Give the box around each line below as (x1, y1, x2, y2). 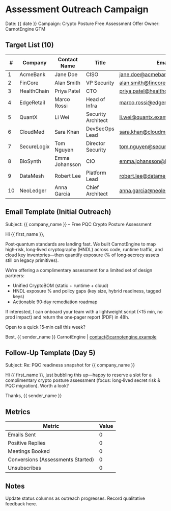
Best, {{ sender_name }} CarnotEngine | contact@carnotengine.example (5, 333, 157, 340)
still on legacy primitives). (5, 257, 59, 263)
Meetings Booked (8, 448, 50, 455)
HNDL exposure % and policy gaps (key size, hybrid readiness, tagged (12, 287, 161, 294)
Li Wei (54, 113, 70, 120)
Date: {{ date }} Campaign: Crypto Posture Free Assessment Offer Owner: (5, 20, 160, 27)
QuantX (19, 113, 38, 120)
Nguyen (54, 146, 74, 153)
